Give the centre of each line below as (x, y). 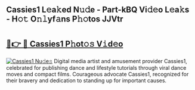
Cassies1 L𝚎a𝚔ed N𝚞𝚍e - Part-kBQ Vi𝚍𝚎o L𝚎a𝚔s (98, 10)
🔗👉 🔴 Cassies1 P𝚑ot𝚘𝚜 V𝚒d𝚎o (65, 44)
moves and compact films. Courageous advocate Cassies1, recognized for (97, 74)
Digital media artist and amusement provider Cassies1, (121, 61)
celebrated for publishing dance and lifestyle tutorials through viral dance (96, 68)
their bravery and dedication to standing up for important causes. (86, 80)
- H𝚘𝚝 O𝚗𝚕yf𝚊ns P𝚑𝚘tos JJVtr (65, 19)
